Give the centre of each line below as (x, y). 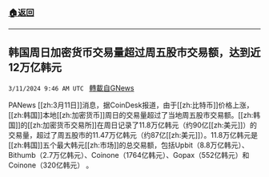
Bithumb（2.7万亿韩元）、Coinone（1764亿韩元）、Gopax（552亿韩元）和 (129, 155)
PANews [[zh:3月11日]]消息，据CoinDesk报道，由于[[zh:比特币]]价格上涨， (131, 105)
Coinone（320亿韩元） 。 (51, 165)
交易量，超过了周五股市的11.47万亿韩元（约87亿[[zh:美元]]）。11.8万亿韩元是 (133, 135)
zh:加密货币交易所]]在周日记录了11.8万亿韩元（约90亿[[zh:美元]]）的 (145, 125)
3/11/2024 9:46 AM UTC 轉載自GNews (71, 88)
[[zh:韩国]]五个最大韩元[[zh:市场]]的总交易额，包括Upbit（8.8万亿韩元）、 (129, 145)
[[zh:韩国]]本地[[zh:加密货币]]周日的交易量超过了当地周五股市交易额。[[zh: (131, 115)
